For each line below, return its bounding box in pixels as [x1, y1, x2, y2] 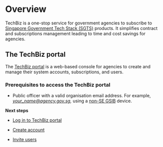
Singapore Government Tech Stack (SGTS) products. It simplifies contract [5, 25, 158, 31]
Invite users [12, 137, 37, 143]
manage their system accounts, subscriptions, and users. [5, 69, 124, 75]
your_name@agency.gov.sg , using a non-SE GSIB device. [12, 98, 132, 104]
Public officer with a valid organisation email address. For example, [12, 93, 151, 99]
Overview [5, 3, 47, 15]
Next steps [5, 108, 29, 114]
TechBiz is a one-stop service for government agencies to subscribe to [5, 20, 152, 26]
